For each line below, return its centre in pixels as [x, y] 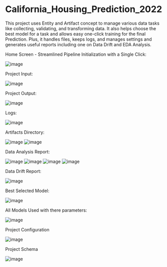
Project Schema [22, 249]
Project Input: [19, 73]
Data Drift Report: [23, 171]
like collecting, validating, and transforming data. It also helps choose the [81, 28]
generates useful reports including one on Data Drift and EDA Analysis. [78, 44]
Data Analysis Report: [28, 151]
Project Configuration [27, 229]
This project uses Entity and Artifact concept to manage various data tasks [82, 23]
